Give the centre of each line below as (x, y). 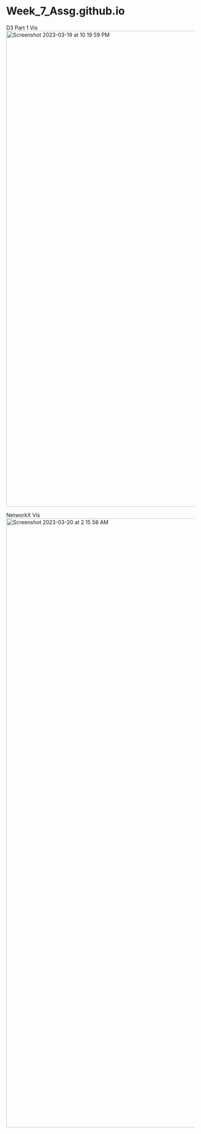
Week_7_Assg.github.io (66, 11)
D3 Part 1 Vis (22, 28)
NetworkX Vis (23, 515)
